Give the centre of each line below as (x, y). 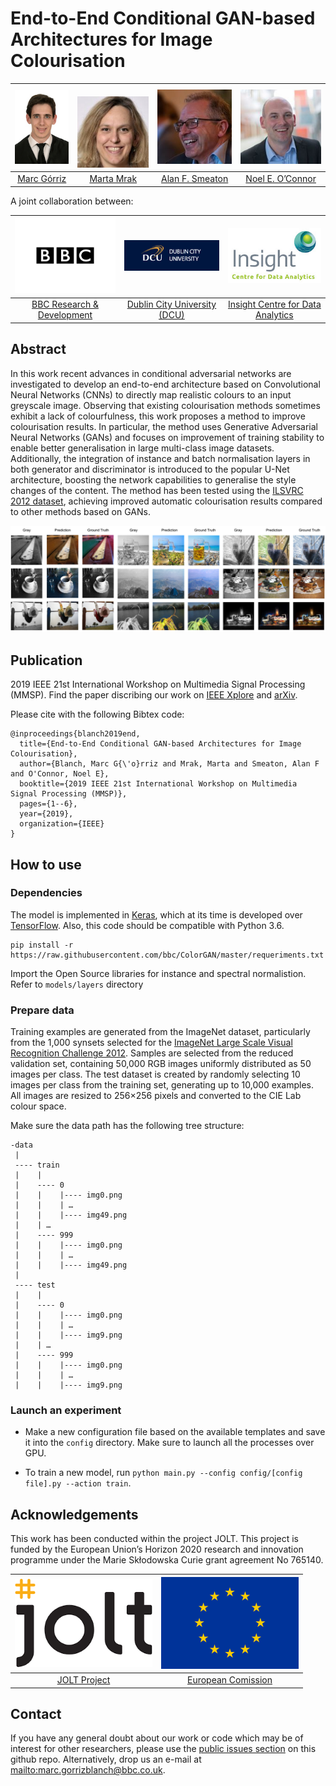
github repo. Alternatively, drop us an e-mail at (106, 1759)
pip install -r (42, 945)
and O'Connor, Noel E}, (60, 774)
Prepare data (42, 1010)
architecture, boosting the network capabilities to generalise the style (153, 479)
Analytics (274, 315)
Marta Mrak (113, 179)
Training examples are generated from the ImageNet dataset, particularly (160, 1032)
